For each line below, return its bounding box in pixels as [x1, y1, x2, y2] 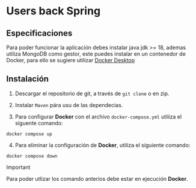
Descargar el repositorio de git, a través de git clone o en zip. [14, 90, 170, 97]
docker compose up [6, 131, 52, 137]
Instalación [6, 74, 49, 84]
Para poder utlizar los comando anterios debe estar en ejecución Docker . [6, 175, 188, 182]
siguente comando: [14, 119, 63, 126]
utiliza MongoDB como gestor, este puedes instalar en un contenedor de [6, 50, 186, 57]
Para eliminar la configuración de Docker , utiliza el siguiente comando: [14, 141, 191, 148]
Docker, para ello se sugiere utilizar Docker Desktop [6, 57, 135, 63]
